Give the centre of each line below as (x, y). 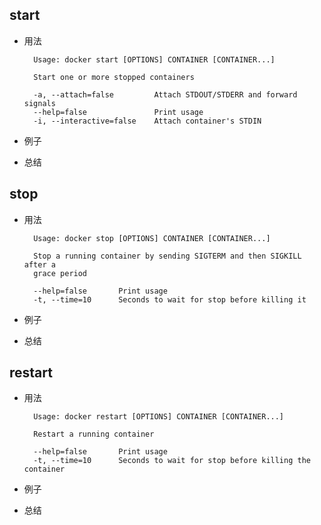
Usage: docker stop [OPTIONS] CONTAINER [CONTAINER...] (152, 238)
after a (39, 264)
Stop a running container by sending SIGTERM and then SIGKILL (167, 256)
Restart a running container (94, 434)
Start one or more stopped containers (114, 77)
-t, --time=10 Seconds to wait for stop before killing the (172, 461)
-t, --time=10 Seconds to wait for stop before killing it (170, 299)
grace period (60, 273)
